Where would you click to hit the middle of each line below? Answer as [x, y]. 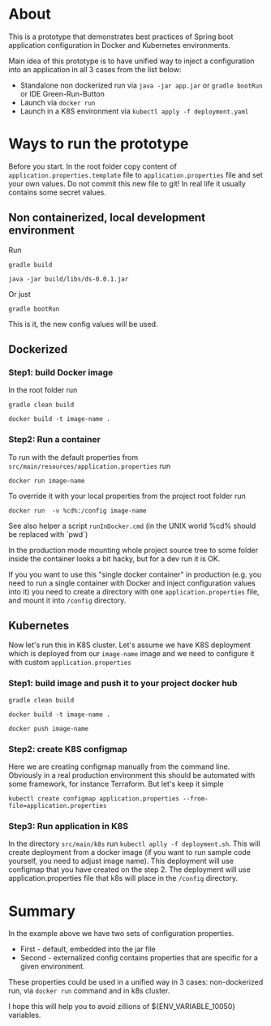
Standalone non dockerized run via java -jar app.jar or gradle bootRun [141, 85]
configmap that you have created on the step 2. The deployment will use [130, 869]
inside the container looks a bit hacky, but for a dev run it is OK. [114, 558]
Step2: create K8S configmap [68, 749]
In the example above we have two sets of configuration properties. [121, 934]
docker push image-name [49, 728]
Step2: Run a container [55, 440]
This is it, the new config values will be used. [83, 324]
